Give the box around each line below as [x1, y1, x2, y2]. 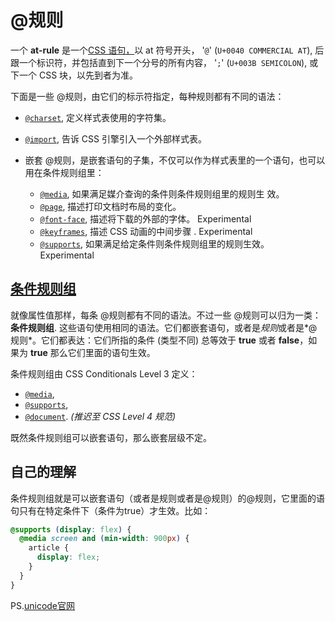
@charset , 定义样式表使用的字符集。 [24, 111, 172, 123]
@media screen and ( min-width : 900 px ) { [19, 534, 190, 544]
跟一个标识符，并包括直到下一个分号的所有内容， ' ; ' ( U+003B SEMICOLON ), [10, 56, 308, 68]
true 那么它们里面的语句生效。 [29, 346, 156, 358]
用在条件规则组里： [24, 166, 105, 178]
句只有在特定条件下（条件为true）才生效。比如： [10, 504, 212, 516]
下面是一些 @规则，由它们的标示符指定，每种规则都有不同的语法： [10, 90, 285, 102]
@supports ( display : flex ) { [10, 524, 132, 535]
